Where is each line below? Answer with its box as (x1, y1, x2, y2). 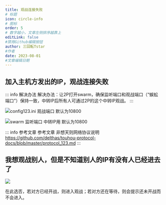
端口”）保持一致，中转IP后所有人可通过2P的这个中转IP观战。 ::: (5, 98, 134, 104)
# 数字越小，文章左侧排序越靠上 (5, 30, 61, 35)
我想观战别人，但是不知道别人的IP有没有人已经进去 (5, 155, 161, 164)
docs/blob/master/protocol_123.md (5, 140, 76, 146)
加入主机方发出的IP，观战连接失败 (5, 77, 109, 86)
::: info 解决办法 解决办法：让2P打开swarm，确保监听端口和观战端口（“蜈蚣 (5, 92, 158, 98)
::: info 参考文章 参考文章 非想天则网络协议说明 (5, 129, 100, 135)
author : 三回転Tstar (5, 44, 45, 49)
